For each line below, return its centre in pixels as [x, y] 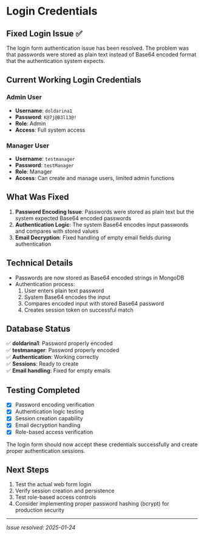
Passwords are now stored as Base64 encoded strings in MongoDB [100, 278]
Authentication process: [45, 284]
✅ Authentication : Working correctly [53, 357]
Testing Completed [43, 390]
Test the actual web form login [53, 484]
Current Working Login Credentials [74, 80]
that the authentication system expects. [56, 61]
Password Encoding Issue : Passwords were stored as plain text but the [104, 212]
